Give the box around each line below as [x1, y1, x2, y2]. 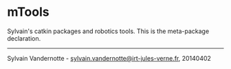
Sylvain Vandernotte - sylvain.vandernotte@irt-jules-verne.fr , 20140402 [7, 54, 212, 62]
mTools [7, 4, 49, 20]
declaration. [7, 34, 41, 42]
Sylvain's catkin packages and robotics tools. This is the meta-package [7, 27, 210, 35]
